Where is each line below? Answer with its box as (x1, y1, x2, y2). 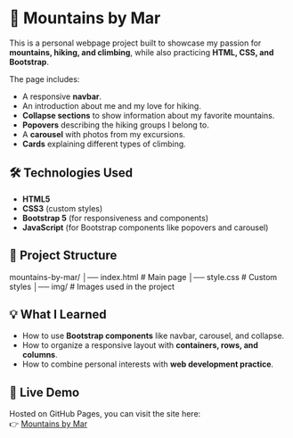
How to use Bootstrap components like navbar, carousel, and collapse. (21, 330, 285, 342)
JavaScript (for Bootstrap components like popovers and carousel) (21, 222, 269, 233)
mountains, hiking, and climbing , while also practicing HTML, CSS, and (9, 46, 274, 57)
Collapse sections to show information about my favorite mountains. (21, 110, 275, 120)
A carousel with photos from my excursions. (21, 128, 185, 139)
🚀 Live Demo (9, 384, 80, 400)
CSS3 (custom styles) (21, 202, 103, 213)
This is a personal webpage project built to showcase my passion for (9, 37, 262, 48)
